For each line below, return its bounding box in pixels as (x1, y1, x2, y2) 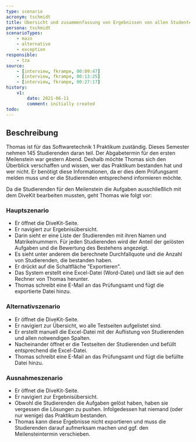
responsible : (6, 52, 38, 58)
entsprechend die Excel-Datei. (14, 347, 87, 354)
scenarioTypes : (6, 30, 43, 36)
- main (16, 36, 33, 41)
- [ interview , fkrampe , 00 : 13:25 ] (16, 74, 100, 79)
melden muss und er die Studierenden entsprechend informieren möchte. (6, 175, 183, 182)
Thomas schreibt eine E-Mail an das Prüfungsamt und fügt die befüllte (14, 353, 184, 360)
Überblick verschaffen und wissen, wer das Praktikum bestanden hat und (6, 162, 183, 169)
